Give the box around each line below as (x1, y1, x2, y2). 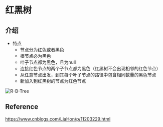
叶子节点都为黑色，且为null (20, 59, 76, 65)
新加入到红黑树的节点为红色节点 (20, 78, 86, 84)
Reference (5, 102, 39, 111)
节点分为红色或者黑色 (20, 47, 64, 53)
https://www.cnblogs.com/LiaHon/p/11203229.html (5, 116, 111, 122)
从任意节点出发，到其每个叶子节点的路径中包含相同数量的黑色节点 (20, 72, 156, 78)
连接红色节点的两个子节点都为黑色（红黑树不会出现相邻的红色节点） (20, 66, 161, 71)
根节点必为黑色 (20, 53, 51, 59)
